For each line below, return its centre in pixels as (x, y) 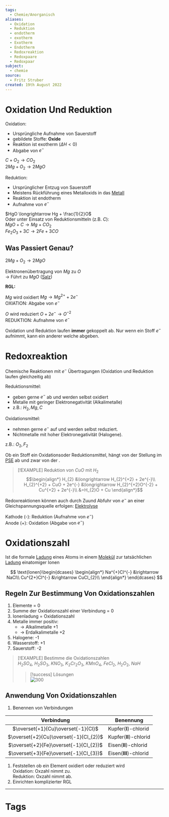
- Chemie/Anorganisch (32, 15)
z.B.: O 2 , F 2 (17, 445)
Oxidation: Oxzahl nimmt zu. (42, 771)
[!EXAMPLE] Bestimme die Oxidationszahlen (63, 658)
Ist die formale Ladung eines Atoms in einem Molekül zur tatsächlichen (78, 557)
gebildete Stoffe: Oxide (37, 139)
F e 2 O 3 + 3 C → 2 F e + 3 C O (32, 232)
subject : (14, 66)
